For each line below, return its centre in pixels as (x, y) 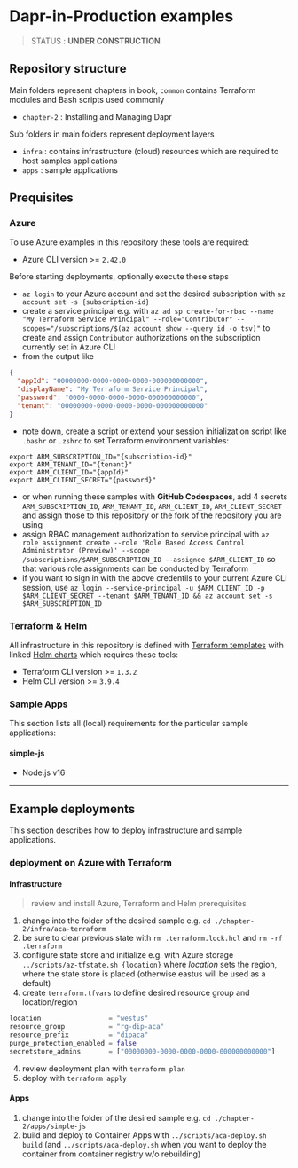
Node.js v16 (43, 772)
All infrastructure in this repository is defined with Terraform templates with (146, 645)
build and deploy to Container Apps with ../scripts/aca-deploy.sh (145, 1135)
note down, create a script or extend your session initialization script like (154, 431)
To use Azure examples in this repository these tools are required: (129, 242)
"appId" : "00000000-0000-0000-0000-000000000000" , (113, 381)
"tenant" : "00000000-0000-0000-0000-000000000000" (113, 405)
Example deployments (72, 809)
